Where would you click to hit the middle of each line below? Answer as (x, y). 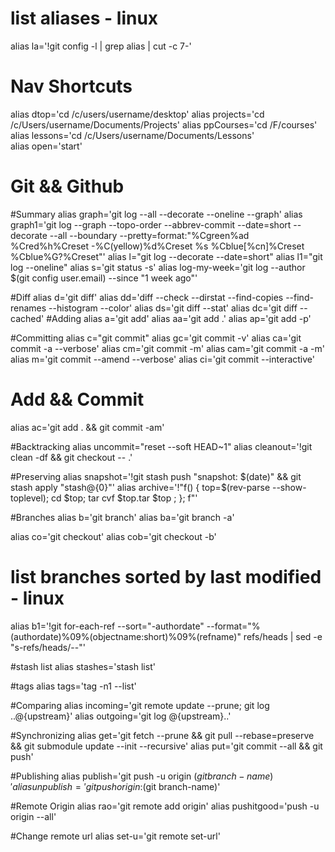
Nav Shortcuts (71, 86)
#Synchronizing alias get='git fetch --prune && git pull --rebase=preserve (162, 735)
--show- (289, 487)
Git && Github (67, 186)
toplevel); (30, 498)
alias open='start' (46, 146)
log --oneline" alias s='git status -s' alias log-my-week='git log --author (158, 267)
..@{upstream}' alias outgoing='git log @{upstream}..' (121, 716)
